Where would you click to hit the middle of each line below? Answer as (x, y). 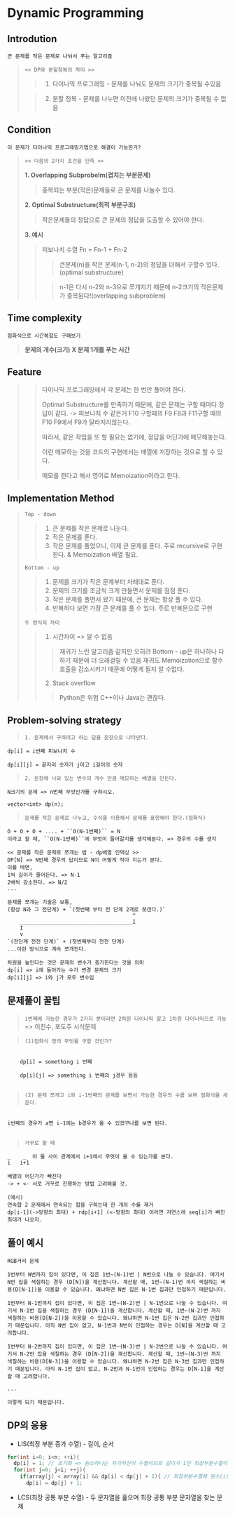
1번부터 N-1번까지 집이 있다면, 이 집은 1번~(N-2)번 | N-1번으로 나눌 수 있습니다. (113, 1303)
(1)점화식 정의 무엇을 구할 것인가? (68, 1041)
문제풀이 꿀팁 (34, 1001)
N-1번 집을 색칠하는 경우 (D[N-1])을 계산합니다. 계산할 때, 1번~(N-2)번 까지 (121, 1311)
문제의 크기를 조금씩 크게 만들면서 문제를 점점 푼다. (121, 590)
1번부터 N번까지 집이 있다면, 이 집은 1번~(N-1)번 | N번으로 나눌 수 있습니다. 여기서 (116, 1274)
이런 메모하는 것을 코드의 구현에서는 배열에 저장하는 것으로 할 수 (128, 452)
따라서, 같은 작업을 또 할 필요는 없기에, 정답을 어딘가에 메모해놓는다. (134, 437)
